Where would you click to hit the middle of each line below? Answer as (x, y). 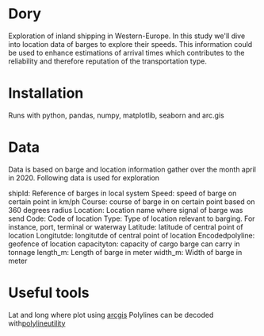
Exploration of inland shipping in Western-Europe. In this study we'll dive (127, 36)
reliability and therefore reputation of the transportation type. (108, 61)
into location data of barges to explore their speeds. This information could (130, 44)
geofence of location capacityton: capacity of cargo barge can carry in (124, 244)
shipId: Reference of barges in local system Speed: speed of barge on (122, 193)
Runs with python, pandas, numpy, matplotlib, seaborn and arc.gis (116, 115)
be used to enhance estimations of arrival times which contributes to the (126, 52)
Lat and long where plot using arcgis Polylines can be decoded (111, 315)
